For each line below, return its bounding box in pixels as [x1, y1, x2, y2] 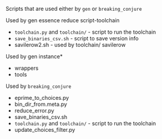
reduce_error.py [14, 107, 55, 114]
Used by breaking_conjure [5, 82, 72, 90]
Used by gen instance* [5, 53, 63, 60]
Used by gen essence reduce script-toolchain [5, 17, 120, 23]
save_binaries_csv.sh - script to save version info [14, 35, 139, 42]
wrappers [14, 64, 39, 72]
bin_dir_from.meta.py [14, 100, 68, 108]
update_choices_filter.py [14, 126, 76, 133]
